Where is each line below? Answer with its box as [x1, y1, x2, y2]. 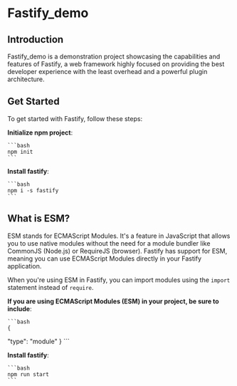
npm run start [7, 370, 50, 378]
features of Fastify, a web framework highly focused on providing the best [7, 60, 225, 68]
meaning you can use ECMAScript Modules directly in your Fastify [7, 254, 201, 263]
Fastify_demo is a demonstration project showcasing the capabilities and [7, 52, 221, 61]
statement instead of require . [7, 283, 94, 291]
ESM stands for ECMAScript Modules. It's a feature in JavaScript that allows [7, 231, 231, 240]
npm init [7, 148, 33, 155]
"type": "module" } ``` [7, 337, 70, 345]
